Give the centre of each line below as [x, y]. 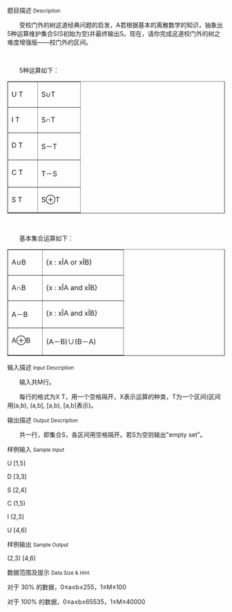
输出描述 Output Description [42, 420]
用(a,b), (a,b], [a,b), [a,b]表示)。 [52, 405]
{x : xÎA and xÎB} [72, 288]
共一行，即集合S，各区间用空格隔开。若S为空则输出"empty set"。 [113, 434]
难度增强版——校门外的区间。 [49, 42]
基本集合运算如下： [46, 238]
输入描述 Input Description [41, 367]
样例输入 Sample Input [36, 449]
